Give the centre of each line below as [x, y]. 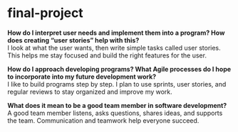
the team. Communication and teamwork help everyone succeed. [103, 120]
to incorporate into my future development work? [82, 77]
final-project [45, 13]
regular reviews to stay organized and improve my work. [90, 92]
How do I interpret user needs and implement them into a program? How [116, 33]
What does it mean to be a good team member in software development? [117, 105]
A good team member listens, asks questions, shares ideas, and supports [115, 113]
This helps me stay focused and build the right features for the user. [107, 55]
